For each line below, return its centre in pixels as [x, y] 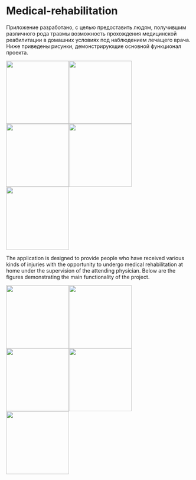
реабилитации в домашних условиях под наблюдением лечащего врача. [98, 40]
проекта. [17, 52]
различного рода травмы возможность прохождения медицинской [92, 33]
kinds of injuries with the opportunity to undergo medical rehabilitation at [94, 264]
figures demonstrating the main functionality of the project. [78, 277]
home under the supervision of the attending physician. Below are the [91, 270]
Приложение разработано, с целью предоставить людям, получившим [96, 27]
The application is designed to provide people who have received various [95, 258]
